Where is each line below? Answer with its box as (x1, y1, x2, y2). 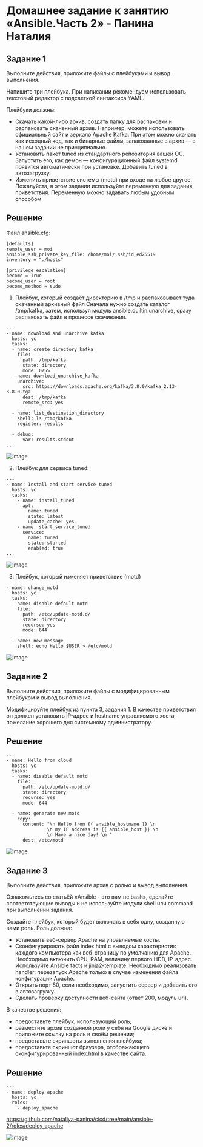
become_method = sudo (6, 283, 61, 289)
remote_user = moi (6, 246, 53, 252)
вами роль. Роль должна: (6, 924, 72, 932)
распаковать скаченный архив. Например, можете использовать (15, 124, 185, 131)
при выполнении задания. (6, 906, 74, 914)
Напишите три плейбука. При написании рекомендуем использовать (6, 88, 187, 95)
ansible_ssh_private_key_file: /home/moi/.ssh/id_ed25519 (6, 251, 156, 257)
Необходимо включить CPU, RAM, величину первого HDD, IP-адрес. (15, 956, 193, 963)
